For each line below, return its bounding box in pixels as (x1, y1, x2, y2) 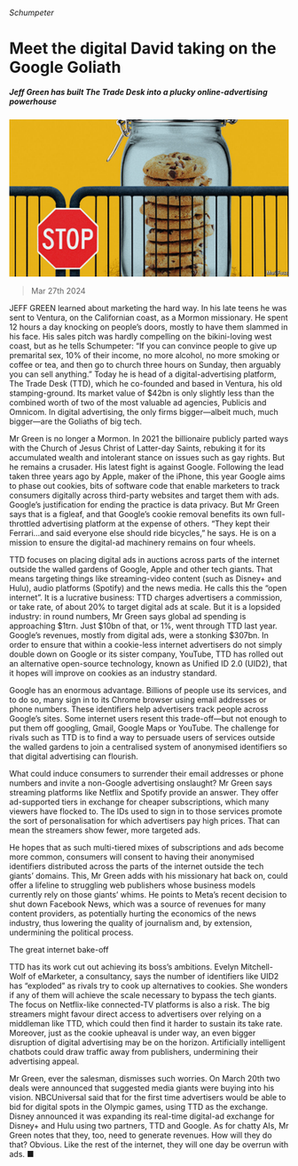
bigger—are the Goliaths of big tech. (9, 416, 143, 427)
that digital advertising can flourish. (9, 751, 139, 762)
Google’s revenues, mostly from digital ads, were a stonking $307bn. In (9, 630, 269, 641)
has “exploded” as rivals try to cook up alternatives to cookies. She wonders (9, 980, 288, 991)
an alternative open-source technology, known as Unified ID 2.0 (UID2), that (9, 659, 287, 669)
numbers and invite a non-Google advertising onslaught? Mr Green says (9, 778, 273, 788)
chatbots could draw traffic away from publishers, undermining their (9, 1047, 259, 1058)
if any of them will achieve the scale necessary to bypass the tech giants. (9, 990, 278, 1001)
